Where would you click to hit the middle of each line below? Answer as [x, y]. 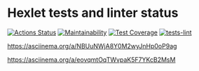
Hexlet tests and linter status [93, 13]
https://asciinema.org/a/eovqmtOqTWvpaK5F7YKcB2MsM [91, 59]
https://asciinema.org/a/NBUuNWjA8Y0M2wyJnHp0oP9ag [92, 46]
